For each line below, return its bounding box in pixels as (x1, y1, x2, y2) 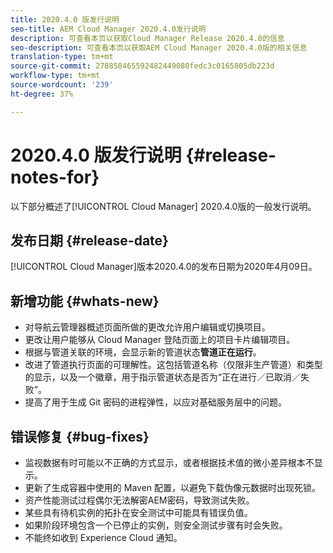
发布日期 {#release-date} (10, 232, 169, 249)
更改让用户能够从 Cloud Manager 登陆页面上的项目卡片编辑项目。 (24, 334, 296, 346)
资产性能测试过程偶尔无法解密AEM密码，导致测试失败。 (24, 494, 255, 506)
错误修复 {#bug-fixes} (10, 428, 150, 445)
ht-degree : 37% (10, 89, 74, 99)
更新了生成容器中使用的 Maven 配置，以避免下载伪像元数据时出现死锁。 (24, 482, 322, 493)
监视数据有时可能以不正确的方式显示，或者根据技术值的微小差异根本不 (24, 457, 315, 468)
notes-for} (10, 166, 100, 188)
